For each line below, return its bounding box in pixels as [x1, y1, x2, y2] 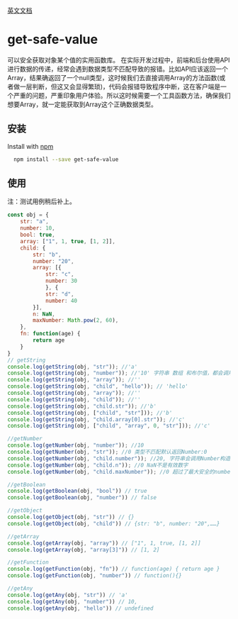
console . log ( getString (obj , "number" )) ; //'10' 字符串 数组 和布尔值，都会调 [7, 369, 229, 377]
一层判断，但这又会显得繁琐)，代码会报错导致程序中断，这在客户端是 [19, 82, 221, 91]
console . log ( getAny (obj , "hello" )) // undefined [7, 605, 154, 612]
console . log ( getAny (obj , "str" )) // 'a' [7, 591, 129, 598]
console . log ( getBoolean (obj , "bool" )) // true [7, 488, 147, 495]
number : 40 [45, 297, 78, 304]
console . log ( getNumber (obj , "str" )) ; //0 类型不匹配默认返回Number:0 [7, 449, 208, 456]
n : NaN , [33, 311, 55, 318]
